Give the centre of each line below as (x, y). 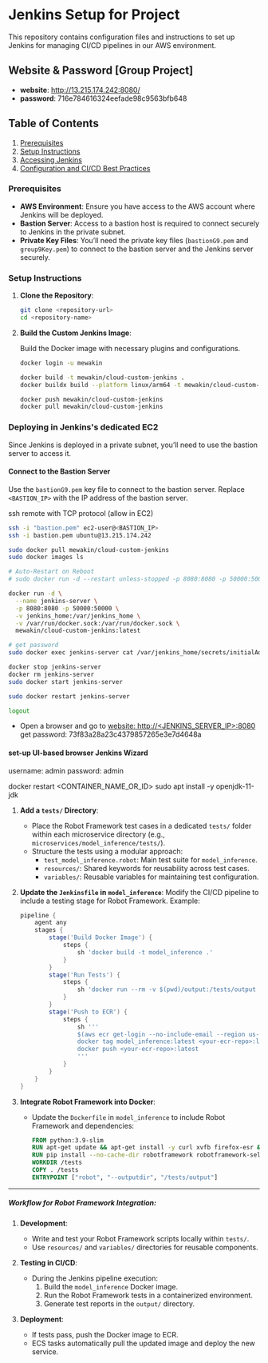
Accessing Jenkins (51, 160)
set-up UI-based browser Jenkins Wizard (78, 753)
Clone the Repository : (57, 296)
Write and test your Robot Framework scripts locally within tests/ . (140, 1238)
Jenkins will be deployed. (61, 214)
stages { (49, 930)
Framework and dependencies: (83, 1125)
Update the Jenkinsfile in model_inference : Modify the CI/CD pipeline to (139, 892)
